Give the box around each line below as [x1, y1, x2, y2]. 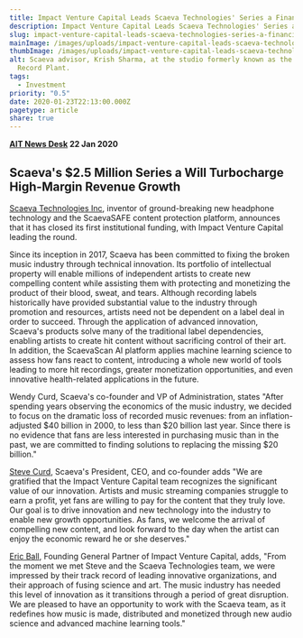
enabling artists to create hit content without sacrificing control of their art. [9, 335, 287, 346]
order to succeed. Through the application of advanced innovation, [9, 316, 259, 327]
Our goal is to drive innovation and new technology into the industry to [9, 504, 271, 515]
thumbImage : [9, 47, 54, 56]
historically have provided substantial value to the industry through [9, 297, 258, 308]
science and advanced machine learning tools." [9, 617, 187, 628]
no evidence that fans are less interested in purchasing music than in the [9, 430, 280, 440]
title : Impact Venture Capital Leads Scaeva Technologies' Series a [9, 13, 272, 23]
